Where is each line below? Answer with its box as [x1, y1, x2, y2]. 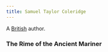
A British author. [6, 25, 46, 32]
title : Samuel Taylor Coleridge [6, 8, 86, 15]
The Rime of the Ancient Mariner [6, 40, 102, 48]
